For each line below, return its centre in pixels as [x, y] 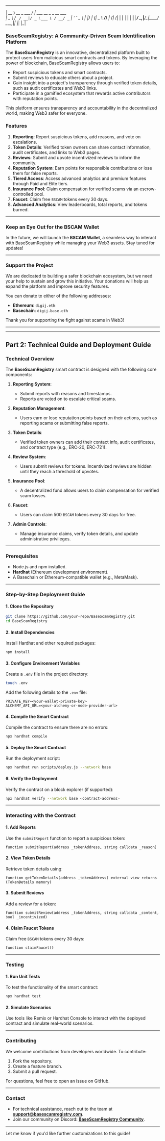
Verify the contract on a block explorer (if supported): [60, 789]
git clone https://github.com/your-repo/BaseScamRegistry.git [70, 617]
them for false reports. [35, 173]
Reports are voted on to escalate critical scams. [68, 399]
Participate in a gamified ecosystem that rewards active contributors [82, 93]
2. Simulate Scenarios [28, 1007]
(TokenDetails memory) [29, 882]
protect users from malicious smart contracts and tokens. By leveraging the [82, 58]
